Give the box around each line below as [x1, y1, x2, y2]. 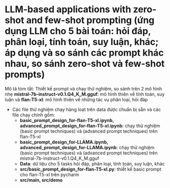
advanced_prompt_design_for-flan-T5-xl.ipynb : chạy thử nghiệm [19, 123, 160, 129]
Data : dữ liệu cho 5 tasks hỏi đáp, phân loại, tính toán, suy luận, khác [19, 160, 165, 167]
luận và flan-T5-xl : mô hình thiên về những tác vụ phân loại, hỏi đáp [5, 96, 148, 103]
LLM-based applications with [5, 4, 131, 15]
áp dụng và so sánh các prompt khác [5, 47, 164, 59]
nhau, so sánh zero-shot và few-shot [5, 58, 165, 69]
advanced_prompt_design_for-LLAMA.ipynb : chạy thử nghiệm [19, 144, 155, 150]
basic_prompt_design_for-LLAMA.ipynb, [19, 139, 108, 145]
